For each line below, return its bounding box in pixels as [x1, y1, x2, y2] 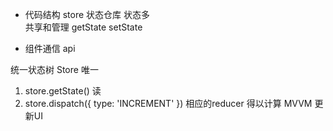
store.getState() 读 [24, 85, 102, 97]
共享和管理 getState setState [24, 21, 143, 33]
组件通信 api [24, 43, 76, 54]
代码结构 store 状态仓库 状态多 [24, 9, 151, 20]
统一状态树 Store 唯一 [10, 64, 99, 75]
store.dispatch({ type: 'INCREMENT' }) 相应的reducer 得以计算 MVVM [24, 98, 313, 109]
